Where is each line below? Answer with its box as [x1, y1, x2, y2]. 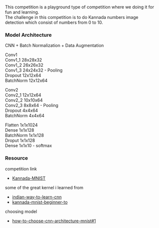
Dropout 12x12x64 [5, 73, 41, 78]
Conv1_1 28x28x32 [5, 57, 42, 63]
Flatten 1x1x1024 [5, 122, 38, 128]
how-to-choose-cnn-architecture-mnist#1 [12, 218, 96, 224]
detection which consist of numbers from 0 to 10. [5, 19, 103, 25]
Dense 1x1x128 [5, 127, 34, 133]
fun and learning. [5, 9, 39, 15]
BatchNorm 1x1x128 [5, 133, 44, 138]
